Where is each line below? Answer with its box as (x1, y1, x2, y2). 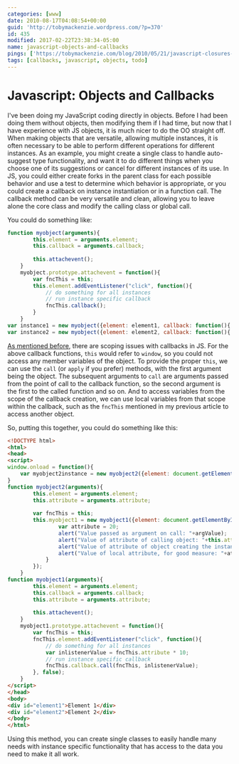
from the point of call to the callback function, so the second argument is (7, 379, 221, 388)
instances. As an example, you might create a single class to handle (7, 149, 206, 157)
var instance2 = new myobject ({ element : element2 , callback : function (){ (7, 328, 231, 335)
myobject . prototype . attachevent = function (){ (20, 268, 161, 276)
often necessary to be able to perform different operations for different (7, 141, 215, 150)
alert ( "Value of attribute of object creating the (58, 543, 212, 550)
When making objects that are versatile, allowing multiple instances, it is (7, 133, 218, 142)
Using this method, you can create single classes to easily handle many (7, 735, 217, 743)
